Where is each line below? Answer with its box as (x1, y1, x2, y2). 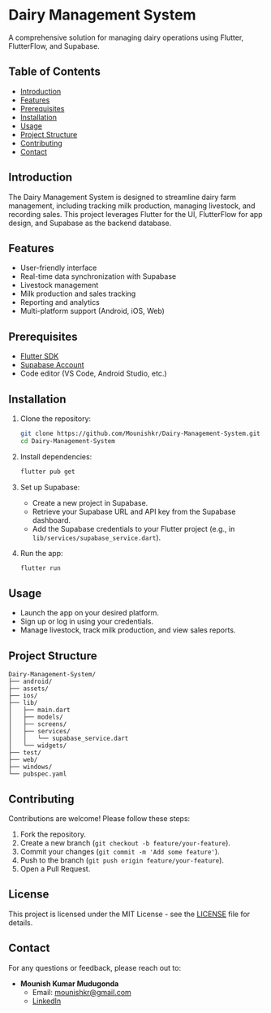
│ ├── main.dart (8, 706, 71, 715)
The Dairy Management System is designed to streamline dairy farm (8, 192, 237, 202)
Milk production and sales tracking (19, 289, 136, 298)
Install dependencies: (19, 451, 92, 461)
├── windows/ (8, 763, 53, 772)
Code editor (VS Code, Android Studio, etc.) (19, 368, 168, 379)
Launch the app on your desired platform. (19, 608, 160, 618)
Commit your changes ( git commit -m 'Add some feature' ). (19, 846, 221, 856)
